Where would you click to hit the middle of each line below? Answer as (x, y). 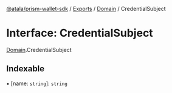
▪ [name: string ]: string (37, 83)
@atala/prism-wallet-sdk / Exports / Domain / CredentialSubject (86, 9)
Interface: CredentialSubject (80, 33)
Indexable (26, 69)
